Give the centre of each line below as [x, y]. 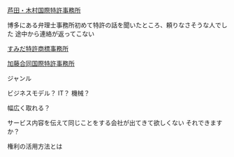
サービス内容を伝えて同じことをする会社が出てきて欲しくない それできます [115, 123]
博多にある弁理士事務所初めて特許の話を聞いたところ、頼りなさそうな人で [114, 25]
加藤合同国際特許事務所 [41, 63]
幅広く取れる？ [29, 108]
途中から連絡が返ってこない [55, 34]
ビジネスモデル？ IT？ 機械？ [49, 93]
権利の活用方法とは [35, 146]
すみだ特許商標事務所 [38, 48]
